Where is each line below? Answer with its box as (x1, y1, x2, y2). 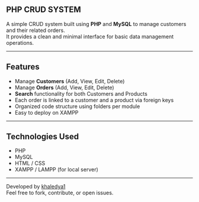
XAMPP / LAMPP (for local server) (14, 166, 99, 173)
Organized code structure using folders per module (14, 103, 140, 110)
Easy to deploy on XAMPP (14, 109, 79, 116)
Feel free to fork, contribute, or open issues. (6, 189, 114, 197)
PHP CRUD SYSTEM (6, 5, 81, 15)
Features (6, 62, 40, 72)
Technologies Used (6, 132, 79, 142)
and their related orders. (6, 27, 65, 34)
